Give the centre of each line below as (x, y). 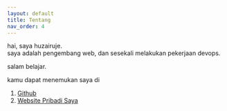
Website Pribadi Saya (47, 101)
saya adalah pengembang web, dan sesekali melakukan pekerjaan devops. (114, 53)
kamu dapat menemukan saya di (54, 80)
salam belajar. (27, 67)
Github (27, 93)
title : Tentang (29, 20)
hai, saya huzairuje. (35, 46)
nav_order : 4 (26, 26)
